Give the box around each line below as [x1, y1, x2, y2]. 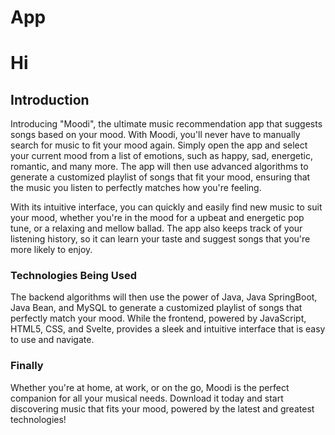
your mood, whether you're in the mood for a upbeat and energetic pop [10, 212, 305, 224]
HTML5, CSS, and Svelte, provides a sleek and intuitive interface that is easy [10, 323, 326, 335]
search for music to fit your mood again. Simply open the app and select [10, 139, 308, 151]
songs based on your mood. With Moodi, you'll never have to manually [10, 129, 301, 141]
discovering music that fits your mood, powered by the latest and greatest [10, 402, 315, 415]
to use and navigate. [10, 334, 95, 346]
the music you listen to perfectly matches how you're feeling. [10, 182, 262, 194]
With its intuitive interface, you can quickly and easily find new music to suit [10, 201, 323, 213]
